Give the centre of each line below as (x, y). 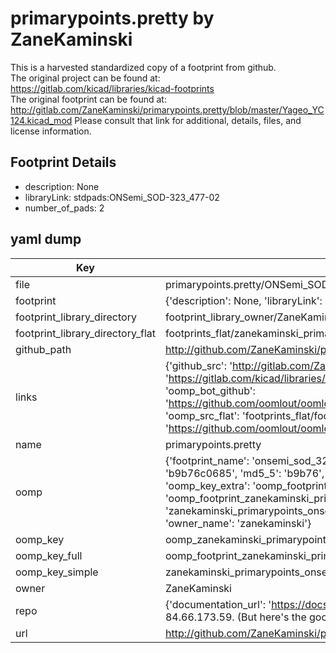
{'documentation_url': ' (218, 604)
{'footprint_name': (207, 460)
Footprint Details (63, 162)
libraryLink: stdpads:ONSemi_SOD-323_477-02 (122, 197)
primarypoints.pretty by (112, 18)
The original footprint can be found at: (88, 99)
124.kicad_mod (41, 120)
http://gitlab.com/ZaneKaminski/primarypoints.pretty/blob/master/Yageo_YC (167, 109)
